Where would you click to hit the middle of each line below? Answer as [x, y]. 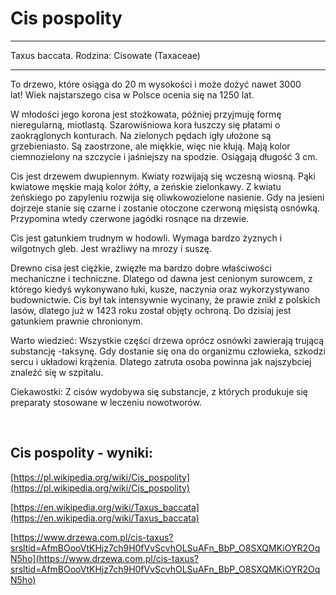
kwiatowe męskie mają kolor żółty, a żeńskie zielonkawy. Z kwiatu [146, 186]
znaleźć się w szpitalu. [57, 372]
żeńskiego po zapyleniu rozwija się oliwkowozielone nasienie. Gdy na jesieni [167, 197]
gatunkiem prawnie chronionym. [76, 321]
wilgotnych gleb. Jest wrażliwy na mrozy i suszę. [111, 248]
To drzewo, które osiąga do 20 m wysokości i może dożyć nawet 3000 [156, 84]
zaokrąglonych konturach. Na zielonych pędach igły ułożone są [141, 135]
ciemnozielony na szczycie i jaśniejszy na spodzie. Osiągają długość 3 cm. [164, 156]
